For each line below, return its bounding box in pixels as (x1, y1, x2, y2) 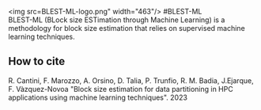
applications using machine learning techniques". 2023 (8, 93, 188, 102)
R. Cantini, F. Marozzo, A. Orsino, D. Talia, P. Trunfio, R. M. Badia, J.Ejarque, (8, 75, 255, 85)
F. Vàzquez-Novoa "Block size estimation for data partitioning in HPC (8, 84, 233, 93)
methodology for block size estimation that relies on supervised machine (8, 24, 245, 32)
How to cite (8, 55, 66, 68)
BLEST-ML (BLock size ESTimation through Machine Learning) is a (8, 15, 225, 25)
